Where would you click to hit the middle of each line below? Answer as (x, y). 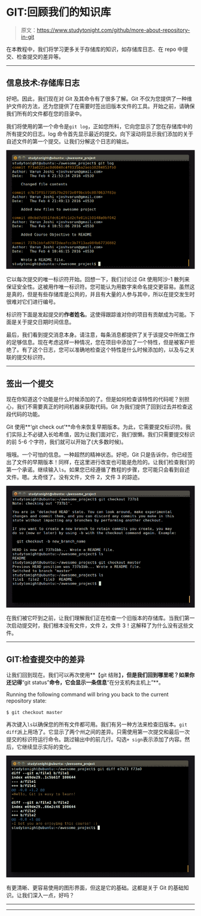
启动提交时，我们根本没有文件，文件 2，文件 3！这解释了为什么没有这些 (100, 626)
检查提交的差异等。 (40, 56)
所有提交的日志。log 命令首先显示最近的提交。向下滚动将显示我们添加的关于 (100, 134)
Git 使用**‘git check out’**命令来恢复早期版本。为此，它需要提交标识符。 (96, 427)
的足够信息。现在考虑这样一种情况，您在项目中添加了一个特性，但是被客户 (98, 342)
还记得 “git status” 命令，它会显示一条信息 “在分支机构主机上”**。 (85, 683)
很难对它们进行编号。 (32, 302)
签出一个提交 (30, 383)
